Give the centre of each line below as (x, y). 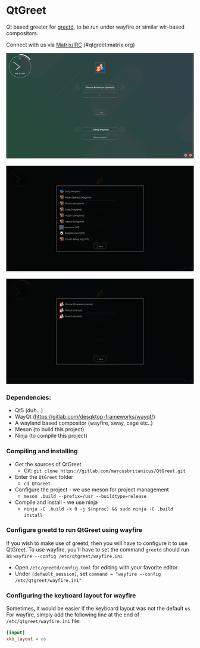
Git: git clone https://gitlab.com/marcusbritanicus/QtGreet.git (105, 471)
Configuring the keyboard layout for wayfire (71, 595)
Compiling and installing (42, 451)
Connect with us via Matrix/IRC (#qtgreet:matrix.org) (71, 45)
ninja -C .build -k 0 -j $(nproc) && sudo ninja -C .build (99, 509)
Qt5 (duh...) (29, 410)
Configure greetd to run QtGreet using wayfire (74, 530)
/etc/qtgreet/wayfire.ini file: (43, 621)
